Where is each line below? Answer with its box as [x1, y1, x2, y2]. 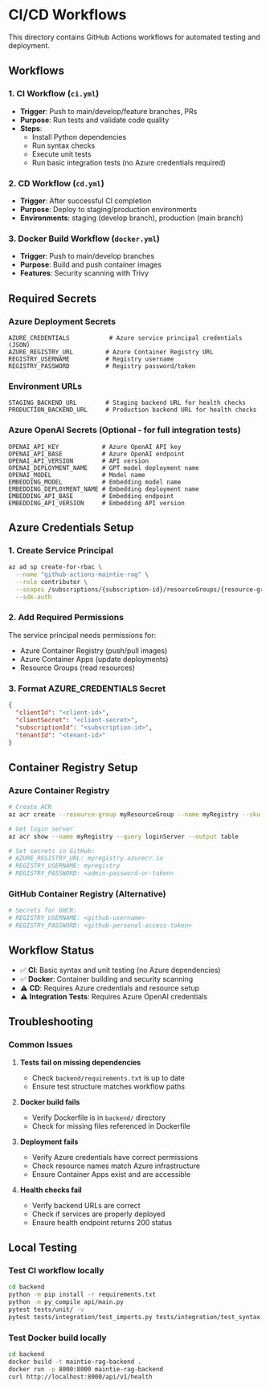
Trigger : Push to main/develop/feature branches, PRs [19, 106, 198, 116]
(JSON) [8, 341, 31, 349]
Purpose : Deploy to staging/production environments [19, 204, 197, 214]
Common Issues [8, 1039, 74, 1050]
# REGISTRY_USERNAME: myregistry [8, 862, 121, 870]
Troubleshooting [8, 1015, 94, 1029]
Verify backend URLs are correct [31, 1200, 141, 1210]
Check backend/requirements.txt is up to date [31, 1072, 185, 1082]
